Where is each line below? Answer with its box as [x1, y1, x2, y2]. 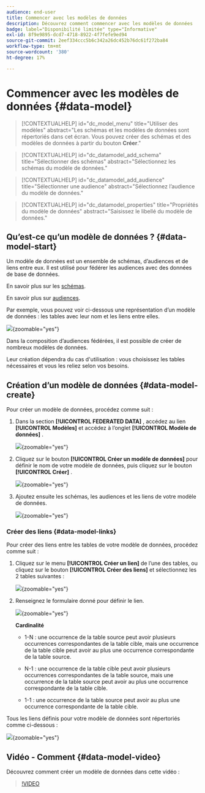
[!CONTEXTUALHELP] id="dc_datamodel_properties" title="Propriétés [21, 201, 199, 209]
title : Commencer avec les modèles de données [6, 15, 127, 21]
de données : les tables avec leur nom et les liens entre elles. [6, 313, 160, 320]
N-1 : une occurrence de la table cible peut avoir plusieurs [24, 665, 171, 672]
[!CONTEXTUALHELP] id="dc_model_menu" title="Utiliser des [21, 120, 179, 127]
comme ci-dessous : [6, 721, 58, 729]
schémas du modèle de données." [21, 164, 108, 172]
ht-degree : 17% [6, 55, 45, 61]
